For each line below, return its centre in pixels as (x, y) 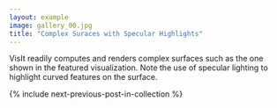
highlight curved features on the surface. (83, 77)
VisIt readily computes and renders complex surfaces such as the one (136, 59)
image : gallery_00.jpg (51, 25)
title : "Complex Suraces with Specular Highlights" (106, 33)
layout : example (39, 17)
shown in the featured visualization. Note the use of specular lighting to (139, 68)
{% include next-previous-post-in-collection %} (96, 94)
